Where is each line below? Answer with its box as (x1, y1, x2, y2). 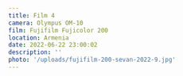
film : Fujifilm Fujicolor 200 (8, 26, 109, 34)
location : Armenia (8, 33, 69, 42)
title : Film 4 (8, 11, 56, 20)
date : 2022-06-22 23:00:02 (8, 41, 98, 49)
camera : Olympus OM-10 (8, 19, 84, 27)
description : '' (8, 48, 62, 56)
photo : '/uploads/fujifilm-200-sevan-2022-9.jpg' (8, 56, 177, 64)
